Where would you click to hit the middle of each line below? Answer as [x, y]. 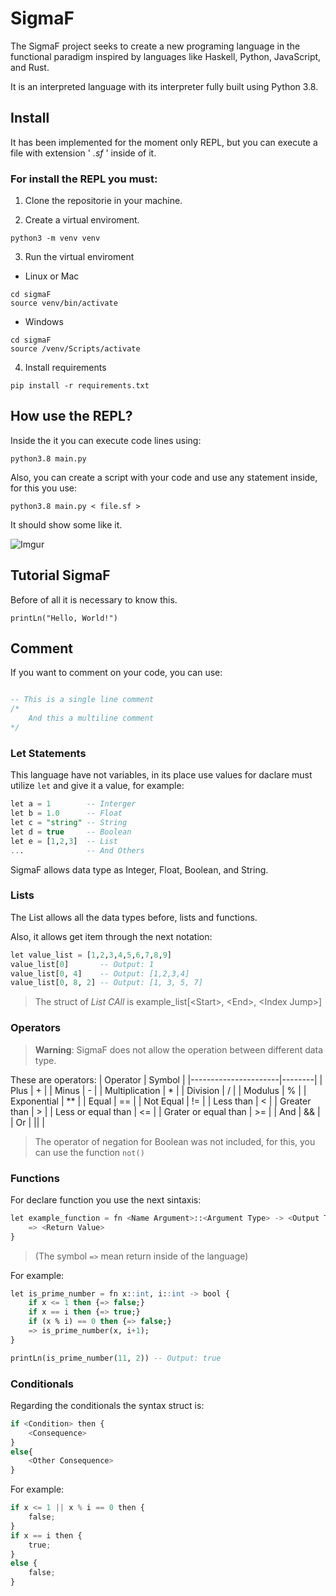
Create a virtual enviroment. [82, 220]
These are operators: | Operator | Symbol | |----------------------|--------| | [166, 1079]
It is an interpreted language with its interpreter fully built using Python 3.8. [164, 86]
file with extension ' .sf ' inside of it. [83, 153]
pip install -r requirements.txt [80, 386]
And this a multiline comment [91, 718]
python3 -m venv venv [55, 238]
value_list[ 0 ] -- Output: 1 [82, 964]
